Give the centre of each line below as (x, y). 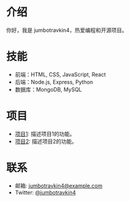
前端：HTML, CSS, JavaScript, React (60, 74)
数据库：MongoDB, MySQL (48, 89)
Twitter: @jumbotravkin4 (45, 192)
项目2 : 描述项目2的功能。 (46, 141)
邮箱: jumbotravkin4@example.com (59, 185)
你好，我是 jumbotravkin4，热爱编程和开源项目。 (67, 30)
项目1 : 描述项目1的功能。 (45, 133)
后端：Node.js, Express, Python (54, 82)
